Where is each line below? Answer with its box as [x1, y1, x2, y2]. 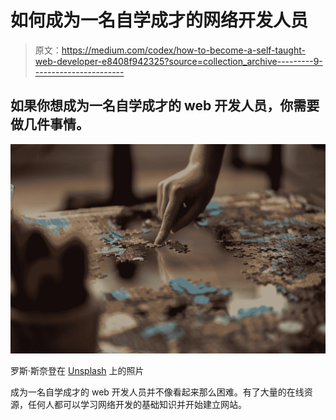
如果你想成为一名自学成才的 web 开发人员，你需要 [10, 97, 320, 115]
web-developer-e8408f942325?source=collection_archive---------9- [34, 55, 323, 67]
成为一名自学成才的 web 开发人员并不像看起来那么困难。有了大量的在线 [10, 386, 305, 398]
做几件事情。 [10, 116, 90, 133]
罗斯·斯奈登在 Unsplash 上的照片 [10, 365, 145, 377]
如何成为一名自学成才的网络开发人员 [10, 9, 309, 32]
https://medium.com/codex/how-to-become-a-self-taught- [61, 44, 306, 56]
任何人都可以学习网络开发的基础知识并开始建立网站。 [27, 399, 247, 411]
